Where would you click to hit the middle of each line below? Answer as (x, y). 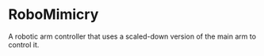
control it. (24, 44)
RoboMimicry (54, 15)
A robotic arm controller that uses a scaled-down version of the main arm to (132, 36)
